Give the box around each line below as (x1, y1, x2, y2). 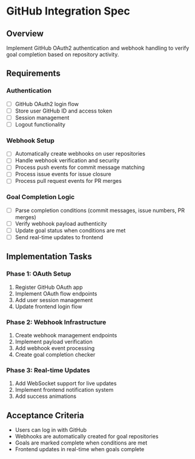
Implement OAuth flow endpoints (15, 289, 97, 297)
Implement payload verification (15, 338, 93, 346)
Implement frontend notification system (15, 386, 114, 394)
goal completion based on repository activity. (6, 51, 119, 58)
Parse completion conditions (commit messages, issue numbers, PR (15, 206, 185, 214)
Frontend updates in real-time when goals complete (15, 446, 145, 453)
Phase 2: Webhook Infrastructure (6, 318, 107, 326)
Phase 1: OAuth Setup (6, 269, 71, 278)
